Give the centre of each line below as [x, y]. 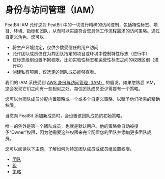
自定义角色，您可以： [27, 37]
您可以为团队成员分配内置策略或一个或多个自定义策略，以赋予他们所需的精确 [82, 99]
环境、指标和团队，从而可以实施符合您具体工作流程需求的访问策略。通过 [87, 30]
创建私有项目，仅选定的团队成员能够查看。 [55, 72]
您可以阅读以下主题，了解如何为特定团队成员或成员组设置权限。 [69, 149]
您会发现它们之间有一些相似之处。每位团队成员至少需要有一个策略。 [74, 89]
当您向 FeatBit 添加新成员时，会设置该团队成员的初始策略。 [65, 116]
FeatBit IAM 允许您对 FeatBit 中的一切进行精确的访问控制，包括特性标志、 [79, 25]
